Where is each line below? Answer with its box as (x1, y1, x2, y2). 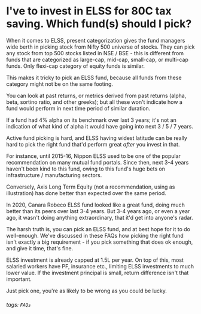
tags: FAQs (6, 301, 31, 308)
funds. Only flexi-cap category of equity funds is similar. (6, 62, 145, 70)
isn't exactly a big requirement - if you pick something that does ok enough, (6, 238, 193, 246)
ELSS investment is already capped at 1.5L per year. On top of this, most (6, 256, 184, 264)
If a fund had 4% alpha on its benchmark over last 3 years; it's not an (6, 116, 176, 124)
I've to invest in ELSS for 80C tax (6, 4, 172, 18)
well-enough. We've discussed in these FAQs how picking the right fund (6, 232, 184, 239)
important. (6, 275, 32, 283)
